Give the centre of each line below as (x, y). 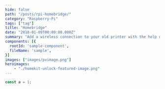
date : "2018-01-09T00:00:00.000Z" (41, 32)
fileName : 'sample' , (30, 50)
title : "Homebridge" (26, 28)
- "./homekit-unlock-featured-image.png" (57, 69)
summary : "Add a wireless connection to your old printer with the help (81, 37)
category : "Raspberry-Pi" (31, 19)
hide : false (17, 10)
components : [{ (21, 42)
